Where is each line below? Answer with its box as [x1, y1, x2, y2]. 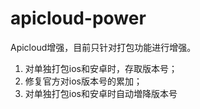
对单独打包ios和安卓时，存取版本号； [24, 62, 178, 74]
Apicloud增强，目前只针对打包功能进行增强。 [10, 41, 197, 53]
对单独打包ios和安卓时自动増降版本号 [24, 87, 178, 99]
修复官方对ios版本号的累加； [24, 75, 143, 87]
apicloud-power [10, 7, 147, 30]
